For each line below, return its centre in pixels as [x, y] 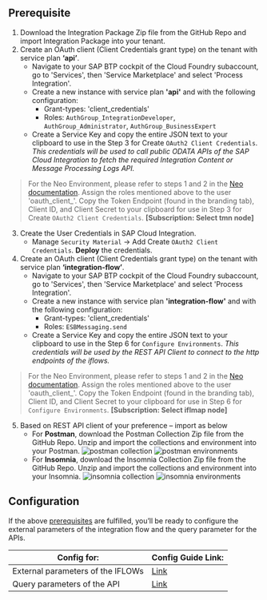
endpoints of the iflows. [71, 360]
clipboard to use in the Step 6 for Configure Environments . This [135, 344]
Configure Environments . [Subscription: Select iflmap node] [128, 410]
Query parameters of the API [66, 584]
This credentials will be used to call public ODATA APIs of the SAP [140, 151]
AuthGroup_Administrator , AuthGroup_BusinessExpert [130, 125]
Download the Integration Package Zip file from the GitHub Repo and [133, 32]
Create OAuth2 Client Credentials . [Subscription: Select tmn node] [141, 217]
